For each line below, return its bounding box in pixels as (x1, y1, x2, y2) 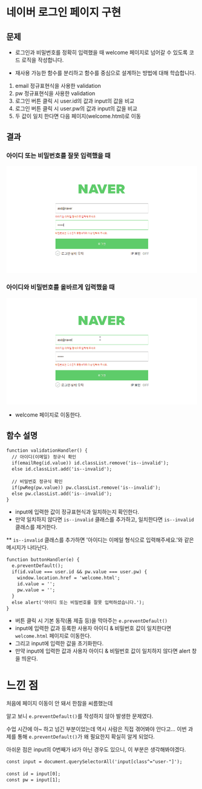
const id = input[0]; (6, 771, 61, 777)
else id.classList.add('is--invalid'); (11, 466, 112, 472)
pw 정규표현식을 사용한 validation (15, 90, 96, 97)
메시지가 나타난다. (6, 544, 49, 551)
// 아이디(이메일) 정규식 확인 (11, 454, 77, 460)
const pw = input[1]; (6, 777, 61, 783)
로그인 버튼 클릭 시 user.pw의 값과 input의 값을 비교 (15, 105, 138, 112)
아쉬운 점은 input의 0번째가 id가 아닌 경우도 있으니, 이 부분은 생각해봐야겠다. (6, 746, 186, 753)
